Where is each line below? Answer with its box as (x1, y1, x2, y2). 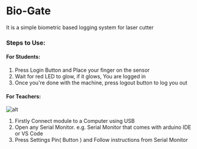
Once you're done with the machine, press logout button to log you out (14, 79, 188, 87)
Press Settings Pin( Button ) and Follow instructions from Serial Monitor (14, 137, 188, 144)
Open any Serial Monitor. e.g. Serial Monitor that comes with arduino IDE (14, 123, 191, 131)
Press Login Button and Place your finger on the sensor (14, 66, 150, 74)
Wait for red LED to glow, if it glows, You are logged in (14, 73, 146, 80)
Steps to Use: (6, 39, 46, 47)
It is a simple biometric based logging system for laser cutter (6, 24, 154, 31)
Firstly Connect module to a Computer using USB (14, 118, 135, 125)
